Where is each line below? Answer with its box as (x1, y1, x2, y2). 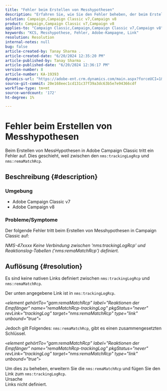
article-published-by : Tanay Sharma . (5, 58, 85, 63)
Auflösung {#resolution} (5, 262, 83, 270)
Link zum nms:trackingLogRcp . (5, 371, 67, 377)
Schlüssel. (5, 330, 26, 336)
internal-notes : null (5, 40, 50, 45)
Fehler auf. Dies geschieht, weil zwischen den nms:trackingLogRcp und (5, 153, 149, 159)
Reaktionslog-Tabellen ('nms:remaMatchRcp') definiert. (5, 248, 119, 254)
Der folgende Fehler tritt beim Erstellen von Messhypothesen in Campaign (5, 228, 157, 234)
